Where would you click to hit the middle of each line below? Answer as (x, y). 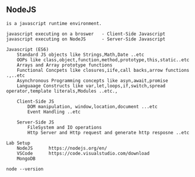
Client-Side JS (36, 101)
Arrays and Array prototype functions (65, 65)
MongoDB (26, 159)
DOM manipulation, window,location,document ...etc (93, 106)
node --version (25, 169)
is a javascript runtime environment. (54, 23)
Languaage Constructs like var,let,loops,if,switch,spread (91, 86)
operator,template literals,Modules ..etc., (62, 91)
